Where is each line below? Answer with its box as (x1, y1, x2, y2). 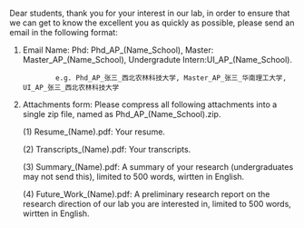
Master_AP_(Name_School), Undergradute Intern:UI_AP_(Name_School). (22, 55, 293, 64)
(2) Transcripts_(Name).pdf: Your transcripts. (22, 144, 191, 154)
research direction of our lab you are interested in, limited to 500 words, (22, 199, 292, 209)
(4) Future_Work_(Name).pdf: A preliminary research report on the (22, 189, 270, 199)
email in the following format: (9, 27, 118, 37)
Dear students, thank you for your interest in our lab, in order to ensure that (9, 8, 290, 18)
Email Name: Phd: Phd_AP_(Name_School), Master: (22, 45, 214, 55)
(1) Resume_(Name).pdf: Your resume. (22, 126, 166, 137)
